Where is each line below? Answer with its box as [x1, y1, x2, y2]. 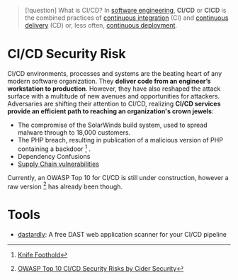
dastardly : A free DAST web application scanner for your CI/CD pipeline [17, 230, 227, 239]
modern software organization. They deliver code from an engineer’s [7, 77, 211, 85]
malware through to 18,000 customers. [17, 128, 131, 137]
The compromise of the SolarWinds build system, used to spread [17, 121, 208, 129]
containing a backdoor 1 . [17, 143, 91, 153]
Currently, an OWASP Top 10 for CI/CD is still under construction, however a [7, 173, 229, 181]
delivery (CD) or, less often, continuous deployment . [24, 21, 178, 29]
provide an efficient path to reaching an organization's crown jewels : [7, 106, 214, 116]
